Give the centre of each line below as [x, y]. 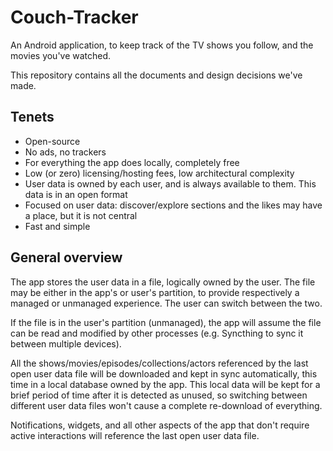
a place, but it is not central [81, 215]
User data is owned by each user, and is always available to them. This [170, 183]
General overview [66, 257]
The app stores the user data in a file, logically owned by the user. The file [163, 282]
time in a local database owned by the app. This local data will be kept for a [165, 384]
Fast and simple [57, 226]
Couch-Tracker [74, 17]
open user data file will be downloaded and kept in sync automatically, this [164, 373]
